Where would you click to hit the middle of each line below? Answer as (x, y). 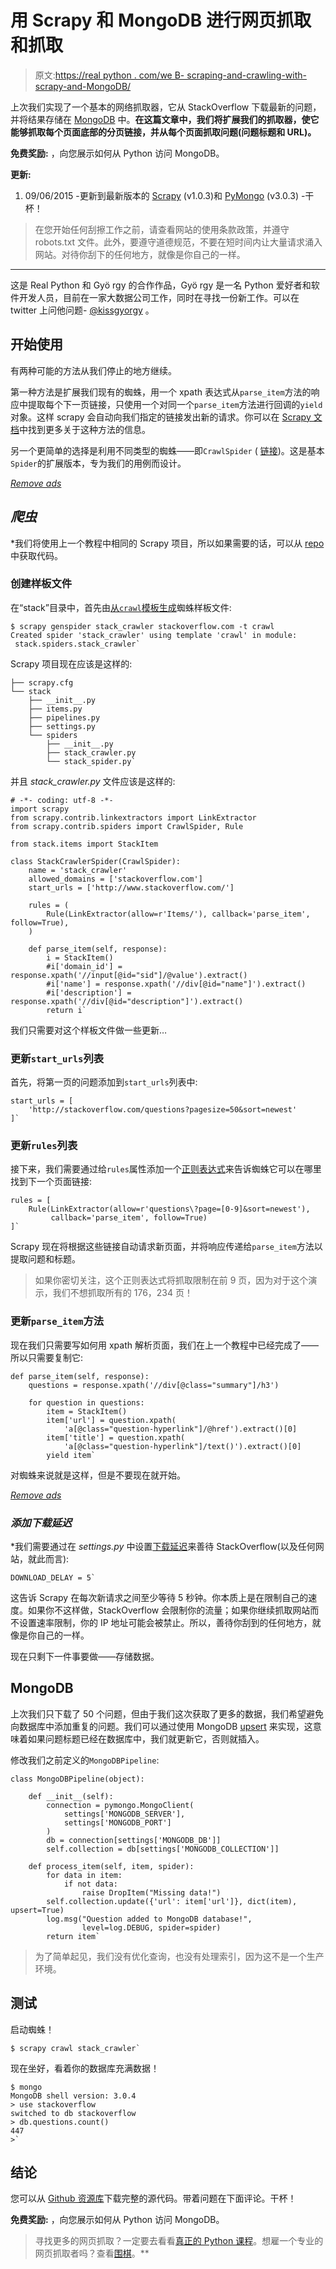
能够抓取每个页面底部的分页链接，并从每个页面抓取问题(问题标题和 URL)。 (163, 132)
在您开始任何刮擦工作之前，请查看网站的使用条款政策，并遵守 (162, 229)
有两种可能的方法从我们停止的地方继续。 (93, 370)
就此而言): (48, 1559)
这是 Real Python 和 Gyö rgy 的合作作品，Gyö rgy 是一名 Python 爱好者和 (161, 285)
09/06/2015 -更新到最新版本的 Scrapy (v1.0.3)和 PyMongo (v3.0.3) (161, 195)
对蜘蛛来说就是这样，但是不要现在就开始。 (98, 1475)
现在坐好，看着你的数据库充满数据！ (85, 2068)
